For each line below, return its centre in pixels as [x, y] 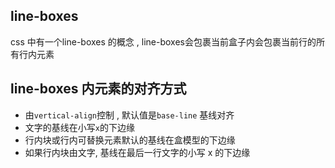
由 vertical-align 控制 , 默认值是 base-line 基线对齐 [129, 115]
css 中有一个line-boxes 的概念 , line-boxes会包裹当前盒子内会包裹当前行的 [163, 41]
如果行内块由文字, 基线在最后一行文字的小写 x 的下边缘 [137, 152]
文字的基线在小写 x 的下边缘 [79, 127]
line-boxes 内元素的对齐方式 [98, 89]
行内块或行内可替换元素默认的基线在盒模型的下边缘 [130, 140]
